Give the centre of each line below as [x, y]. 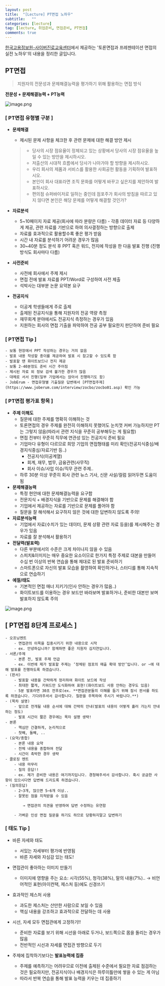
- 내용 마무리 [26, 764]
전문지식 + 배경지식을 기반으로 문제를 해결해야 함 [66, 499]
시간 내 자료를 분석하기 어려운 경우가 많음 [59, 240]
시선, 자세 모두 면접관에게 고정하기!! [46, 922]
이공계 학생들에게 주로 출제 [45, 307]
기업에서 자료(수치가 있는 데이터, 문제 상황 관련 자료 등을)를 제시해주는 [87, 524]
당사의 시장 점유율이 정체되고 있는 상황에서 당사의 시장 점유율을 [93, 151]
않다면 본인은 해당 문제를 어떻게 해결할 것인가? [82, 200]
